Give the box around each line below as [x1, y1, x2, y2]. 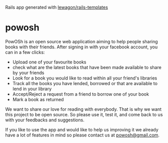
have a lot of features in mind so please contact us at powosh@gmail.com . [5, 132, 160, 138]
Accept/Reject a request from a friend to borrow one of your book [12, 91, 149, 97]
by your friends [12, 69, 44, 76]
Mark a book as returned [12, 96, 64, 102]
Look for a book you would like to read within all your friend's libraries [12, 75, 157, 81]
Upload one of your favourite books [12, 59, 87, 65]
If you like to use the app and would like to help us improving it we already [5, 126, 158, 132]
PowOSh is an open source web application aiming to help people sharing [5, 38, 158, 44]
